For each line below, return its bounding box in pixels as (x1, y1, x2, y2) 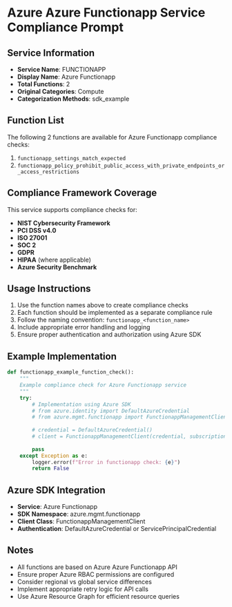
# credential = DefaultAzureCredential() (32, 427, 153, 434)
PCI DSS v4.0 (17, 226, 57, 234)
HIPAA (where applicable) (17, 256, 92, 264)
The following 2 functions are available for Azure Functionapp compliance (7, 133, 217, 141)
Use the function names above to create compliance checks (17, 301, 188, 309)
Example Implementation (7, 350, 117, 362)
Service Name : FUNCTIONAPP (17, 66, 106, 73)
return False (32, 465, 70, 472)
